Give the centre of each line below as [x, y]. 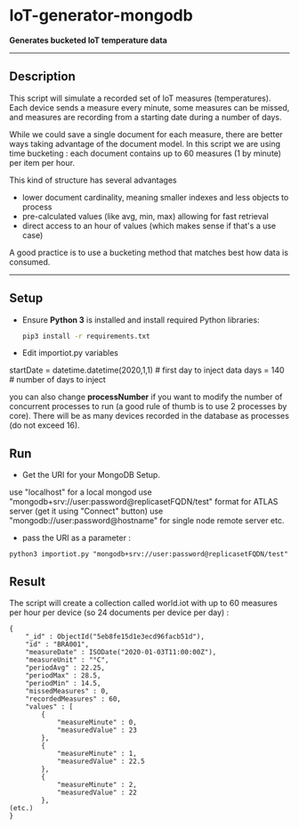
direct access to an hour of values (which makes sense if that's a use [149, 226]
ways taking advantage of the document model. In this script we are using [145, 144]
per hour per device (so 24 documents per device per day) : [119, 612]
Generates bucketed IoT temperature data [88, 40]
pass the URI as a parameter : [77, 538]
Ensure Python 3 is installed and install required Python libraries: [141, 320]
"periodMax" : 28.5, [63, 676]
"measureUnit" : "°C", [67, 661]
